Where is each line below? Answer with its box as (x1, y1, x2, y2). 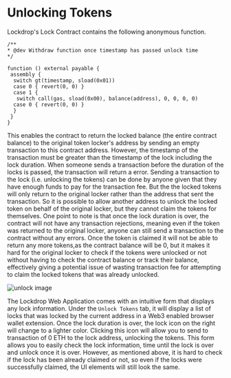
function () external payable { (7, 65, 100, 72)
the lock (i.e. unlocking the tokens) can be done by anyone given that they (7, 175, 217, 183)
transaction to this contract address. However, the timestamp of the (7, 146, 199, 154)
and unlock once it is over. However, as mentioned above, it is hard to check (7, 348, 223, 356)
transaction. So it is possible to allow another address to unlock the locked (7, 197, 218, 205)
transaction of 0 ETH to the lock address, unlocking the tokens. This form (7, 333, 215, 342)
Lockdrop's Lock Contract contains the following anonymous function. (7, 28, 206, 36)
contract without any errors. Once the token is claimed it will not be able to (7, 233, 219, 242)
